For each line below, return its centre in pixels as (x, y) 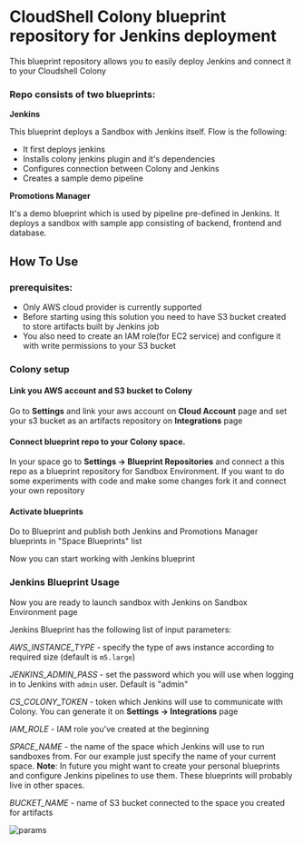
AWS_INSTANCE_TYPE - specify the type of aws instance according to (142, 647)
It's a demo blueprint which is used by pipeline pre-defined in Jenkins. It (144, 213)
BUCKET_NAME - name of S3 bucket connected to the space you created (147, 802)
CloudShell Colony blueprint (118, 17)
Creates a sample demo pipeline (83, 178)
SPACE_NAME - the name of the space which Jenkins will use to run (137, 746)
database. (28, 233)
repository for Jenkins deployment (143, 36)
